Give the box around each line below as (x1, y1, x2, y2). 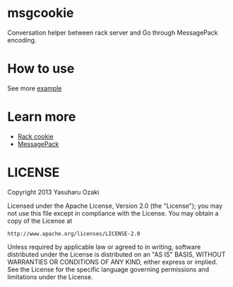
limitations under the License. (7, 272, 93, 281)
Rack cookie (17, 132, 54, 141)
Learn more (7, 109, 76, 125)
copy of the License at (7, 216, 73, 225)
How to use (7, 61, 75, 77)
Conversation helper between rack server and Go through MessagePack (7, 28, 218, 37)
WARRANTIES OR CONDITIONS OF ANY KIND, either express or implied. (7, 257, 217, 266)
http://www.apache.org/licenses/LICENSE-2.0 (7, 230, 141, 238)
